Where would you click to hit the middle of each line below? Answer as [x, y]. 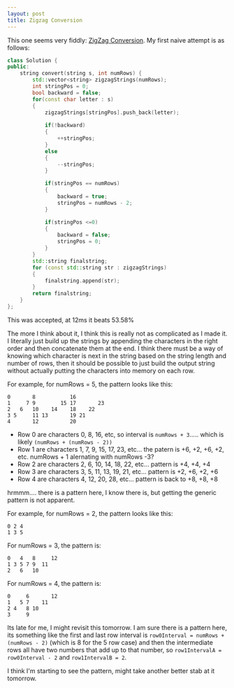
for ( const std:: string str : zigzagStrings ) [100, 267]
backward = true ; [82, 196]
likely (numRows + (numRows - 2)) [65, 442]
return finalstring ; [62, 294]
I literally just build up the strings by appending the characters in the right [112, 341]
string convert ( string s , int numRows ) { [81, 73]
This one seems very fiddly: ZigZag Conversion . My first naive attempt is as [116, 40]
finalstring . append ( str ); [82, 280]
